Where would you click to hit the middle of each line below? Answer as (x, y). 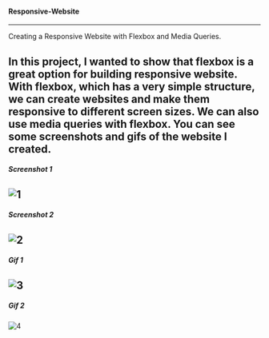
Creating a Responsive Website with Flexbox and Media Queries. (115, 37)
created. (30, 149)
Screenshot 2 (31, 215)
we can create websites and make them (109, 99)
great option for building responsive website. (123, 74)
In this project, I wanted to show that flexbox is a (131, 61)
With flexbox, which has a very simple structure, (132, 87)
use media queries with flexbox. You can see (122, 124)
